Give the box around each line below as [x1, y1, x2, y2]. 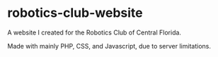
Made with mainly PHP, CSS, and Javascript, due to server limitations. [7, 42, 211, 50]
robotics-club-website [7, 5, 143, 21]
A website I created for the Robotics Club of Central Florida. [7, 28, 182, 37]
